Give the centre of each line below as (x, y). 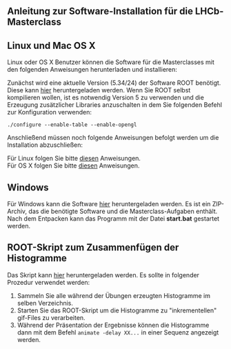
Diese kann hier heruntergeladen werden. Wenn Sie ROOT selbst (99, 90)
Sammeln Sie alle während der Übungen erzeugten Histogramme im (113, 295)
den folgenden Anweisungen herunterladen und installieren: (92, 70)
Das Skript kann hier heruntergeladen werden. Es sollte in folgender (103, 275)
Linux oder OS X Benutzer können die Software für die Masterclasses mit (111, 62)
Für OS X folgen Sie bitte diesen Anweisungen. (73, 166)
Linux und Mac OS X (51, 45)
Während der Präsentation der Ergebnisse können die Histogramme (113, 325)
